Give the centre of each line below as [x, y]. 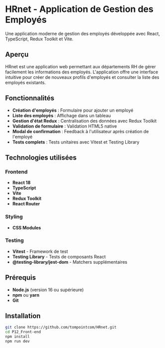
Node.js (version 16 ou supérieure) [48, 290]
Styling [14, 217]
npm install [17, 337]
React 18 [21, 182]
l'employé [22, 137]
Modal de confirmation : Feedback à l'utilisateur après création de [81, 131]
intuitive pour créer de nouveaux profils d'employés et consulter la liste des [82, 77]
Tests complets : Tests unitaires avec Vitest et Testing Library [76, 142]
